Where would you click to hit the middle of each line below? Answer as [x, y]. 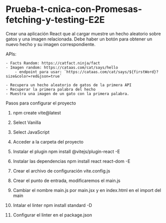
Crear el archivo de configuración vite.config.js [61, 170]
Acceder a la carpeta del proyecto [48, 141]
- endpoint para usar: [38, 72]
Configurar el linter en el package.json [52, 215]
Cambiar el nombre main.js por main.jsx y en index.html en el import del [87, 190]
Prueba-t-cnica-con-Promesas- [74, 9]
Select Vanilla [27, 122]
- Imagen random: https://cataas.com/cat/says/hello [62, 67]
